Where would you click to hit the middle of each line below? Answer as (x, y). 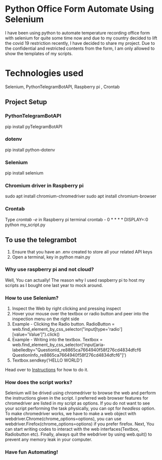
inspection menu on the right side (46, 319)
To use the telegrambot (41, 240)
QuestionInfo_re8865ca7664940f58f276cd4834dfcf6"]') (69, 355)
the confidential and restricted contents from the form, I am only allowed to (80, 48)
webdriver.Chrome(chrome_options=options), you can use (63, 419)
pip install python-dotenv (30, 150)
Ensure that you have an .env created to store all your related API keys (82, 251)
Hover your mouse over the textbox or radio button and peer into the (80, 314)
